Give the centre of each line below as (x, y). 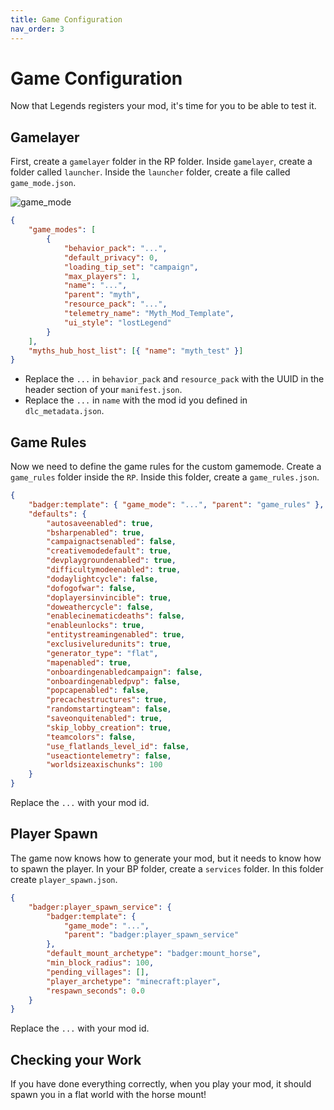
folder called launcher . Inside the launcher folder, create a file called (150, 172)
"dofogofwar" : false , (91, 588)
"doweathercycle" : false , (100, 607)
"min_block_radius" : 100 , (100, 963)
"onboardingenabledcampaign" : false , (124, 672)
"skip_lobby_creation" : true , (109, 727)
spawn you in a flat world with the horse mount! (108, 1095)
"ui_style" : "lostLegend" (117, 322)
